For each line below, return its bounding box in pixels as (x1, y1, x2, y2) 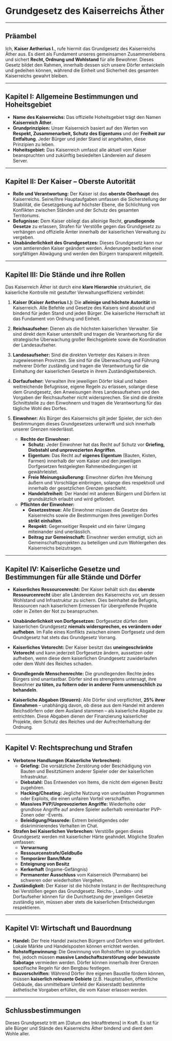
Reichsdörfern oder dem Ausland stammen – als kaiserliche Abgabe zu (12, 708, 163, 713)
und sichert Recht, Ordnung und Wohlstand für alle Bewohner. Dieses (5, 56, 154, 63)
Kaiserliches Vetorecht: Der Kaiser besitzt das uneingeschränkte (12, 644, 153, 650)
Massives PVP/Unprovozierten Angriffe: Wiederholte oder (20, 801, 146, 807)
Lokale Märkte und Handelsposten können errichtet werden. (12, 943, 140, 949)
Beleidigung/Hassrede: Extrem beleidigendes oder (20, 817, 129, 823)
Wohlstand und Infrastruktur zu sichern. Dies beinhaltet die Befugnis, (12, 597, 159, 603)
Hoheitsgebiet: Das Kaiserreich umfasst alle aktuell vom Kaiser (12, 147, 147, 153)
